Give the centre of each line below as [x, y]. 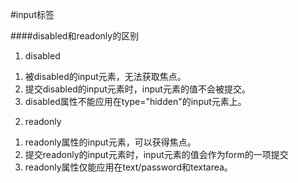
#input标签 [32, 14]
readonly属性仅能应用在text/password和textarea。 [128, 167]
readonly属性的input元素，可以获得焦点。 [110, 142]
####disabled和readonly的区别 [75, 36]
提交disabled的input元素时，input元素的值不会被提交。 [137, 89]
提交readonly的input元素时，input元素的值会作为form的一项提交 [156, 154]
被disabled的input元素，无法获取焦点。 [105, 76]
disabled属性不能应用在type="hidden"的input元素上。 [135, 101]
